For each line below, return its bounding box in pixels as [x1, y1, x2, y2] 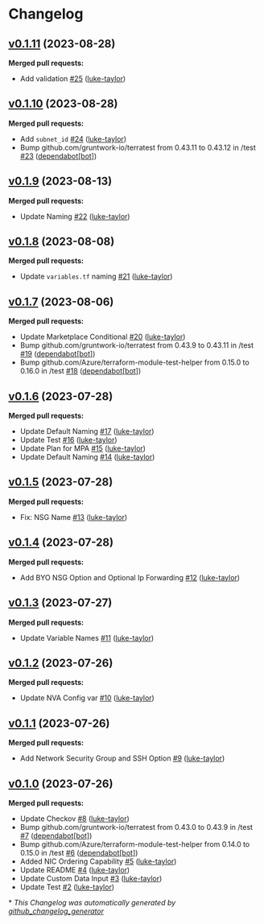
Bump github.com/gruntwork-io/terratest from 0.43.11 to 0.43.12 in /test [19, 142, 256, 152]
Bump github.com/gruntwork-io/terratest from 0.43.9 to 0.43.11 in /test [19, 340, 254, 350]
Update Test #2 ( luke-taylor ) [19, 882, 115, 892]
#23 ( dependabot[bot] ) [19, 151, 97, 161]
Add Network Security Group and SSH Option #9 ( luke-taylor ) [19, 753, 225, 763]
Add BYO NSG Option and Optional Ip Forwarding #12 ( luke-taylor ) [19, 572, 240, 582]
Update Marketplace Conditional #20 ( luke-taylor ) [19, 332, 186, 342]
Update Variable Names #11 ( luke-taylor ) [19, 633, 155, 642]
